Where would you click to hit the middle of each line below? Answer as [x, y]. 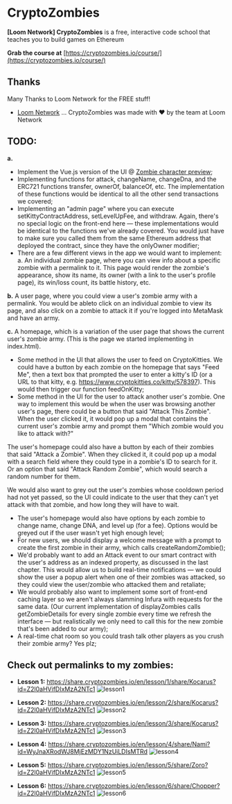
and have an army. [34, 318]
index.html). [24, 346]
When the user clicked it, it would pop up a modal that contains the [113, 419]
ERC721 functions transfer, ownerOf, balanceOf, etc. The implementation [121, 186]
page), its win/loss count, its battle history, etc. [84, 282]
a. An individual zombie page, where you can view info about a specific [119, 260]
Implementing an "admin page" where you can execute [96, 208]
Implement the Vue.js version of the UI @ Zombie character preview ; [115, 171]
